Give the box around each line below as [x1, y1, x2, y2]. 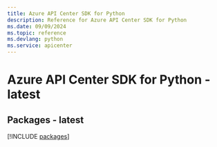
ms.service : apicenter [7, 42, 73, 49]
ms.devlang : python [7, 36, 64, 43]
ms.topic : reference [7, 29, 67, 37]
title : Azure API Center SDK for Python [7, 10, 126, 17]
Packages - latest [7, 114, 84, 126]
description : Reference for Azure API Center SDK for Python [7, 17, 187, 23]
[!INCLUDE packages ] [7, 133, 70, 140]
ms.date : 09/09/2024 [7, 23, 67, 30]
